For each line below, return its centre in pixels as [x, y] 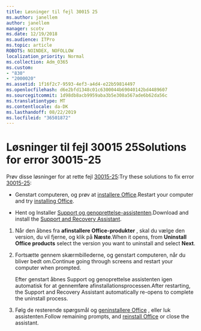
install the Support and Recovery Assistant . [68, 219]
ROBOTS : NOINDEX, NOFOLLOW [40, 51]
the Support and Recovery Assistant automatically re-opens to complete [104, 292]
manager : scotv [25, 28]
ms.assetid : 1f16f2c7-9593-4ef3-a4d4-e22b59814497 [71, 85]
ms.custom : [20, 67]
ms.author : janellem [32, 17]
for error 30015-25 [54, 160]
